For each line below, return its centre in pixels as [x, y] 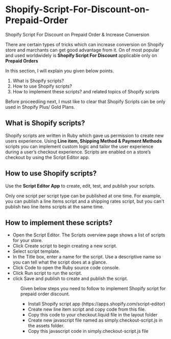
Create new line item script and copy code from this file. [87, 309]
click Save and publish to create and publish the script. [70, 278]
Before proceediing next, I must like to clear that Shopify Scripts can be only [86, 102]
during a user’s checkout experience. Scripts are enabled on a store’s [78, 152]
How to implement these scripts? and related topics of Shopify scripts [86, 91]
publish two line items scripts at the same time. [55, 207]
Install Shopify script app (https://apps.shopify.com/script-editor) [96, 304]
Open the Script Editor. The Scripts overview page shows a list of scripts [89, 235]
